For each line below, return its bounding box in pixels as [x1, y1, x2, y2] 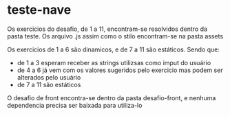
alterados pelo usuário [17, 73, 81, 81]
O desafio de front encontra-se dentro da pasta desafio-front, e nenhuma [7, 93, 216, 102]
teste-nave [7, 2, 72, 18]
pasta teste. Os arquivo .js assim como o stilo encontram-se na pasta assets [7, 32, 224, 40]
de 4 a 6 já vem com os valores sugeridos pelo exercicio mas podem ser [17, 66, 223, 74]
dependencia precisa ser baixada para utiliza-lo [7, 101, 143, 109]
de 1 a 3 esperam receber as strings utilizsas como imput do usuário [17, 58, 211, 67]
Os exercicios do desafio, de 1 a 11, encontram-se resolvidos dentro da [7, 25, 208, 33]
